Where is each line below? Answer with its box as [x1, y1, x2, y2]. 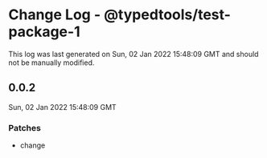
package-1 [8, 22, 80, 41]
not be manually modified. [8, 58, 95, 67]
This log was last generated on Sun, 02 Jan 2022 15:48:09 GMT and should [8, 49, 259, 59]
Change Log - [8, 6, 101, 24]
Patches [8, 122, 42, 133]
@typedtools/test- [103, 6, 232, 24]
